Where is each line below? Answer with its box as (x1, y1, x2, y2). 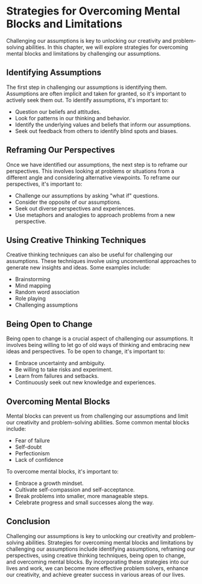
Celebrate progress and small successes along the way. (14, 499, 154, 506)
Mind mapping (14, 282, 51, 290)
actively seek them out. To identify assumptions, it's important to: (6, 96, 169, 103)
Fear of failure (14, 437, 50, 444)
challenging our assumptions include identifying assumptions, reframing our (6, 545, 195, 553)
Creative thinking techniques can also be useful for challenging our (6, 251, 173, 258)
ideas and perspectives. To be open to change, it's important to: (6, 348, 166, 355)
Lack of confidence (14, 456, 64, 463)
